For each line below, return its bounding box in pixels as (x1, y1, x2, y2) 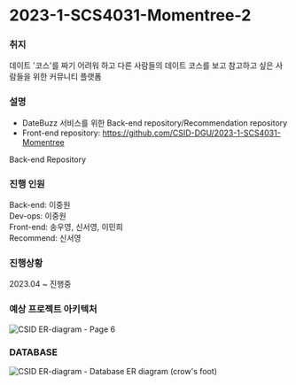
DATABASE (9, 346, 58, 358)
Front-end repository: (21, 127, 101, 138)
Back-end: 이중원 (9, 200, 71, 211)
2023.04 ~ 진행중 (9, 279, 72, 289)
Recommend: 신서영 (9, 233, 82, 243)
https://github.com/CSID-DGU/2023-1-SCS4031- (102, 127, 281, 138)
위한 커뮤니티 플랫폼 (32, 72, 102, 82)
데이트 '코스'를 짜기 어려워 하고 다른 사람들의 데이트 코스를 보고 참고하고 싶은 (9, 60, 274, 71)
